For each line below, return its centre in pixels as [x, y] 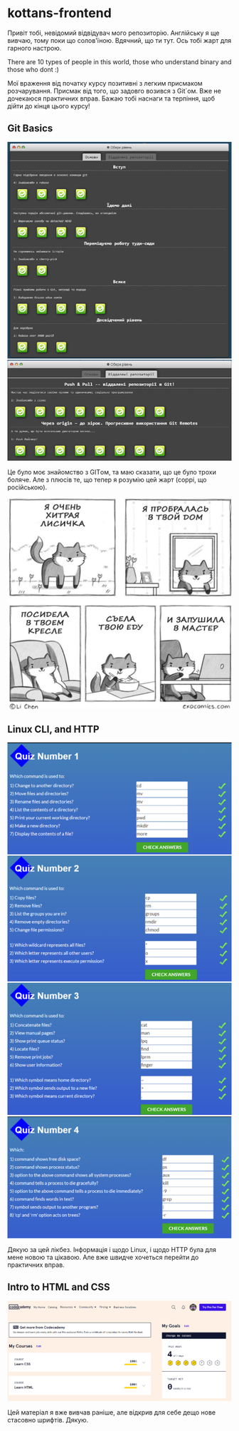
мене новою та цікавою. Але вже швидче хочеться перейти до [103, 1257]
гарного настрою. [34, 48]
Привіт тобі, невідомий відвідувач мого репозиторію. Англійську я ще [113, 33]
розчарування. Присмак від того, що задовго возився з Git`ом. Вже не [115, 91]
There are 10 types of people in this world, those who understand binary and [119, 61]
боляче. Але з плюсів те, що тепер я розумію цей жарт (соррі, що [107, 480]
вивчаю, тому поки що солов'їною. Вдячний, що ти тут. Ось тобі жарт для [119, 40]
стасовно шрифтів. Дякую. [48, 1420]
